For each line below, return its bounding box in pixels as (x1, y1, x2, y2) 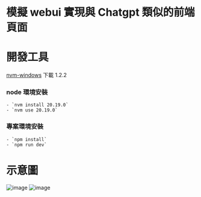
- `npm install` (6, 136, 47, 142)
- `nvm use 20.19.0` (6, 107, 59, 113)
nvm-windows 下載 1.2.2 (6, 72, 68, 79)
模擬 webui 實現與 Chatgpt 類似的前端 (6, 5, 195, 19)
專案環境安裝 (6, 122, 44, 131)
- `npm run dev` (6, 142, 47, 148)
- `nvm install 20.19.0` (6, 102, 69, 108)
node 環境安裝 (6, 88, 48, 96)
